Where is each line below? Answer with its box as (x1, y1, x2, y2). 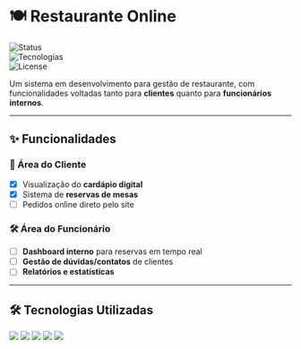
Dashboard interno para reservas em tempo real (21, 246, 203, 257)
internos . (9, 97, 44, 107)
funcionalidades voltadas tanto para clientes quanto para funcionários (9, 88, 271, 98)
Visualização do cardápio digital (21, 179, 143, 190)
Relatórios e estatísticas (21, 267, 115, 277)
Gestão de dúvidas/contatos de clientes (21, 256, 174, 268)
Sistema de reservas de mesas (21, 189, 139, 200)
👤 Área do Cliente (9, 158, 87, 171)
